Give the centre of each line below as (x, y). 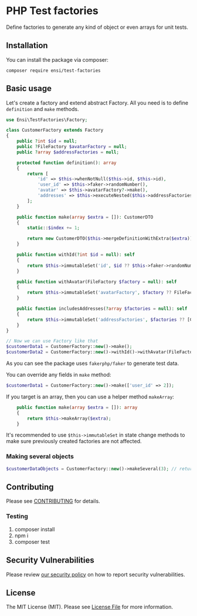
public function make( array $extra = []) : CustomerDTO (85, 217)
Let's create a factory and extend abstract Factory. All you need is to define (97, 103)
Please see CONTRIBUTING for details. (53, 501)
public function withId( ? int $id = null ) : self (76, 255)
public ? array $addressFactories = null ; (68, 152)
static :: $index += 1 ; (54, 228)
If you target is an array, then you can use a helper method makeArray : (90, 396)
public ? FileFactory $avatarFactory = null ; (72, 147)
